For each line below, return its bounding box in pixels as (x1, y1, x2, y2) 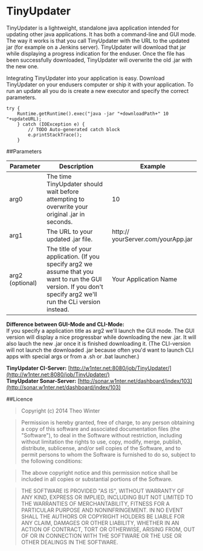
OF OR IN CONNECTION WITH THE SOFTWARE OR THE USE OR (21, 532, 182, 539)
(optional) (9, 279, 37, 287)
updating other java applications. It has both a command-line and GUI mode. (6, 30, 196, 37)
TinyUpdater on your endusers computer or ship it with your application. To (6, 80, 194, 88)
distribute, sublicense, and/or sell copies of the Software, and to (21, 444, 181, 451)
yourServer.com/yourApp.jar (111, 234, 193, 243)
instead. (46, 305, 69, 314)
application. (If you (46, 252, 100, 260)
